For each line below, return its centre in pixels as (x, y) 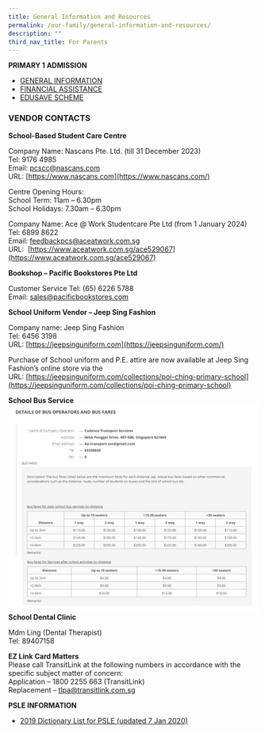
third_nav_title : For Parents (58, 42)
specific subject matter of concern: (65, 673)
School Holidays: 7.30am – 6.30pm (65, 208)
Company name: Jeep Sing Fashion (66, 327)
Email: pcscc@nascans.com (54, 167)
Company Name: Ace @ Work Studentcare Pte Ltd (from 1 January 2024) (128, 224)
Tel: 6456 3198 (33, 336)
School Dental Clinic (42, 617)
